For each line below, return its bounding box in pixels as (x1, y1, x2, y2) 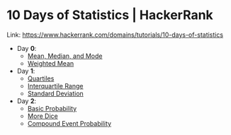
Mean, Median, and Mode (27, 52, 103, 60)
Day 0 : (16, 44, 37, 52)
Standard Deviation (27, 89, 84, 98)
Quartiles (27, 74, 55, 83)
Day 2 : (16, 96, 37, 105)
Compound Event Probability (27, 119, 111, 127)
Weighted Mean (27, 59, 74, 67)
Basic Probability (27, 104, 77, 112)
